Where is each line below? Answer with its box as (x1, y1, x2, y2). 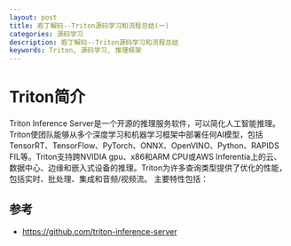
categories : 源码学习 (9, 29, 84, 38)
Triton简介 (9, 87, 86, 107)
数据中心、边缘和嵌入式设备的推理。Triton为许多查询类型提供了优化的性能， (9, 163, 287, 173)
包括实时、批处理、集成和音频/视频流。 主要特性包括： (9, 174, 208, 185)
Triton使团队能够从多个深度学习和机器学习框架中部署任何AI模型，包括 (9, 130, 263, 140)
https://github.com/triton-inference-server (21, 226, 177, 236)
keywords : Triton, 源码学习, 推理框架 (9, 46, 142, 55)
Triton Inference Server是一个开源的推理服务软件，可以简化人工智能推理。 (9, 118, 281, 129)
